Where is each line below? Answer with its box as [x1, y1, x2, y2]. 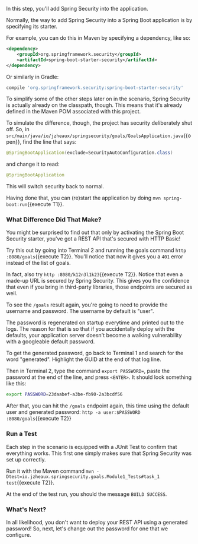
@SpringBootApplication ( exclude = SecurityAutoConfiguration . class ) [6, 150, 173, 156]
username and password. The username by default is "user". [6, 308, 155, 315]
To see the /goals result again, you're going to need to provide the [6, 301, 168, 308]
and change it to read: [6, 160, 60, 168]
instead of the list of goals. [6, 260, 71, 267]
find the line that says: [22, 138, 77, 146]
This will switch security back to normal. [6, 183, 105, 190]
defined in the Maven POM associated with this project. [6, 108, 141, 115]
